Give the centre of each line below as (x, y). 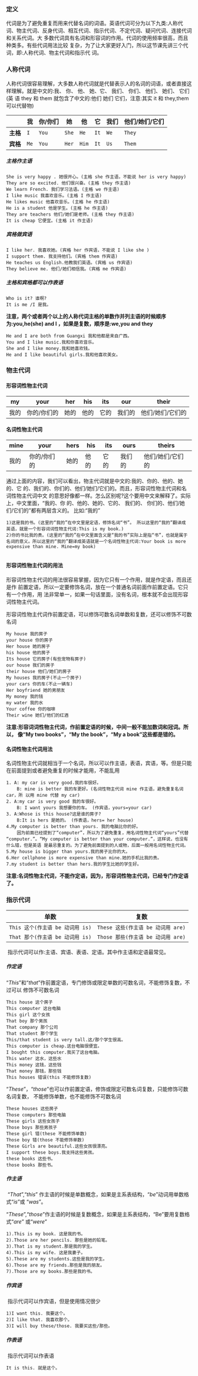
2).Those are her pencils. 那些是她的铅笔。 (58, 1240)
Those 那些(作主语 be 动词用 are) (141, 937)
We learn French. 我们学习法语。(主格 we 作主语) (63, 189)
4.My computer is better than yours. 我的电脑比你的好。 (73, 827)
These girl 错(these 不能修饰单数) (47, 1134)
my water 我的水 (25, 703)
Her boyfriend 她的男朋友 (36, 691)
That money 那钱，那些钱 (34, 1071)
